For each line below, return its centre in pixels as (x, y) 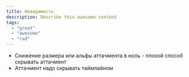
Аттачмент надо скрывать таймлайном (64, 68)
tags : (13, 22)
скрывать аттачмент (40, 62)
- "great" (23, 28)
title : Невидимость (30, 11)
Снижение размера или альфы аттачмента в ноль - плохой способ (99, 56)
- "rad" (21, 39)
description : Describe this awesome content (62, 17)
